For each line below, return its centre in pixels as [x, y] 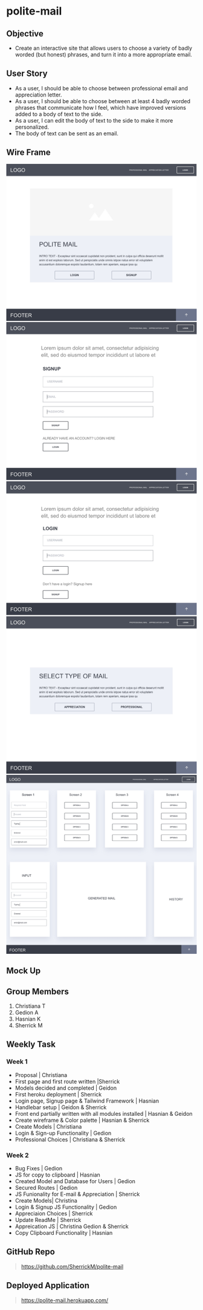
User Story [27, 74]
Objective [25, 34]
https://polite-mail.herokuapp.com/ [65, 1300]
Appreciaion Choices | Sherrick [54, 1213]
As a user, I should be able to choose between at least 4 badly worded [103, 101]
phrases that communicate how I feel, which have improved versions [100, 107]
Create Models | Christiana [48, 1126]
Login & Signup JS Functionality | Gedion [66, 1207]
